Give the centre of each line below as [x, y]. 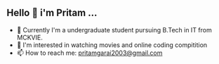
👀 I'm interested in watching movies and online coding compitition [112, 45]
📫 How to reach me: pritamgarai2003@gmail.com [89, 53]
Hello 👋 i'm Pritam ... [52, 13]
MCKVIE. [29, 37]
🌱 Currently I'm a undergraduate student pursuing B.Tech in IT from [114, 30]
